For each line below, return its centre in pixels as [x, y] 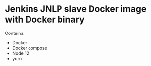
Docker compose [30, 48]
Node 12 [21, 53]
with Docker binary [45, 19]
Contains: [15, 33]
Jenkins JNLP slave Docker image [76, 9]
